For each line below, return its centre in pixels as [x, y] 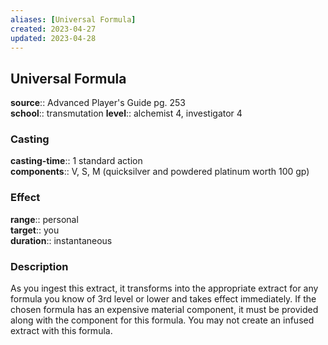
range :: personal [44, 219]
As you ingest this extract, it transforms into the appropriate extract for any [164, 288]
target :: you [35, 230]
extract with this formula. [61, 331]
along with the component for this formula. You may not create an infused [162, 320]
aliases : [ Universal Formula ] [73, 19]
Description [39, 266]
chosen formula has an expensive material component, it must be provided [164, 310]
